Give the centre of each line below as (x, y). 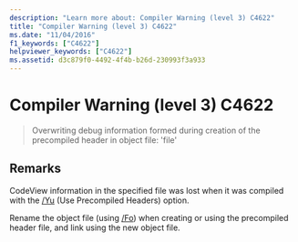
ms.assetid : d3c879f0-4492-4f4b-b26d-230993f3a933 (108, 60)
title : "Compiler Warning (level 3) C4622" (93, 26)
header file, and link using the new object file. (95, 227)
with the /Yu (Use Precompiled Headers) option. (99, 200)
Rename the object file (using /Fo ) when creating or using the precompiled (149, 217)
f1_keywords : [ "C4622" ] (55, 43)
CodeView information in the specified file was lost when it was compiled (147, 190)
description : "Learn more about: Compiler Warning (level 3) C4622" (142, 18)
